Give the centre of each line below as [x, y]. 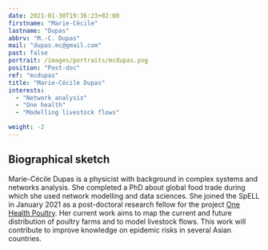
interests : [26, 90]
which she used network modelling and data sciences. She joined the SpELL [134, 196]
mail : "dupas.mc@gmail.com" [55, 46]
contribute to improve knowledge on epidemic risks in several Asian [120, 230]
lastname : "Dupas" [39, 30]
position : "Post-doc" [44, 68]
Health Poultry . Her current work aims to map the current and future [120, 212]
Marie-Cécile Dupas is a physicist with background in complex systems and [133, 179]
